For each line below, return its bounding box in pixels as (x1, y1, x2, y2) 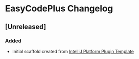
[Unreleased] (5, 23, 46, 31)
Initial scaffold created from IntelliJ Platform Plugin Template (12, 48, 134, 54)
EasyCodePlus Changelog (5, 3, 114, 14)
